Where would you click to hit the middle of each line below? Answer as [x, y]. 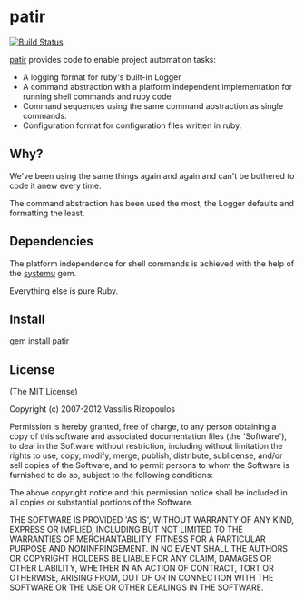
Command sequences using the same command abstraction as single [153, 105]
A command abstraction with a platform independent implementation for [157, 86]
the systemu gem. [43, 273]
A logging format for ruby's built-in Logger [102, 77]
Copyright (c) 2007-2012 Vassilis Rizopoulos [92, 409]
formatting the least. [47, 213]
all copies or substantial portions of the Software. [101, 503]
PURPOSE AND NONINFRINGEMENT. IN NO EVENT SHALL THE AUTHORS [149, 549]
